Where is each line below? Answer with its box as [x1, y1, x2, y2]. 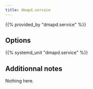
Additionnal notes [5, 64, 63, 73]
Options [5, 36, 31, 45]
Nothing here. [5, 78, 34, 84]
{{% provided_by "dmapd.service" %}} [5, 21, 86, 27]
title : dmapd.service [5, 7, 51, 13]
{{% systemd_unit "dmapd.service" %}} [5, 49, 88, 56]
